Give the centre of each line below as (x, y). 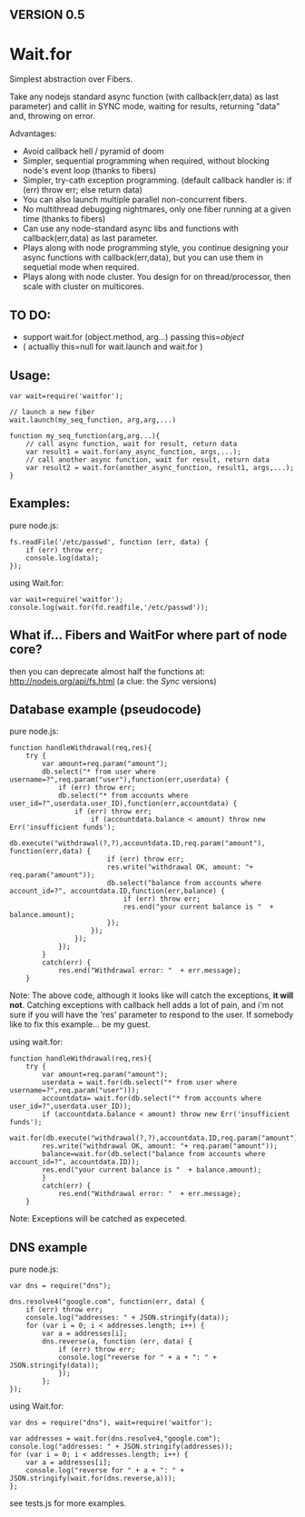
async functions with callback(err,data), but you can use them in (143, 257)
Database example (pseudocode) (105, 709)
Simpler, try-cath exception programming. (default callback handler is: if (157, 180)
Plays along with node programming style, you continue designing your (156, 248)
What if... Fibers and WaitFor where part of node (148, 635)
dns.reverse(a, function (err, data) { (118, 1342)
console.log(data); (63, 558)
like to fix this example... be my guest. (80, 1024)
